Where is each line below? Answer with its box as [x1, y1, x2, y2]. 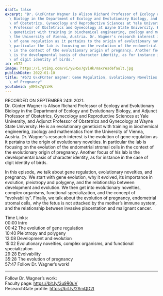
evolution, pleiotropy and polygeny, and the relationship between [5, 179, 135, 185]
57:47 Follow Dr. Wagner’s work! [5, 261, 69, 267]
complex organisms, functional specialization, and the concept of [5, 189, 136, 195]
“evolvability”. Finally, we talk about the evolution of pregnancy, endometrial [5, 195, 156, 201]
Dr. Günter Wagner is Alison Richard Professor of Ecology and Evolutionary [5, 103, 155, 109]
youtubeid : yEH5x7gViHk [5, 84, 53, 89]
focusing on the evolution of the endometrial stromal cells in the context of [5, 144, 154, 150]
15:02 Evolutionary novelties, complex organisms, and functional [5, 240, 134, 246]
